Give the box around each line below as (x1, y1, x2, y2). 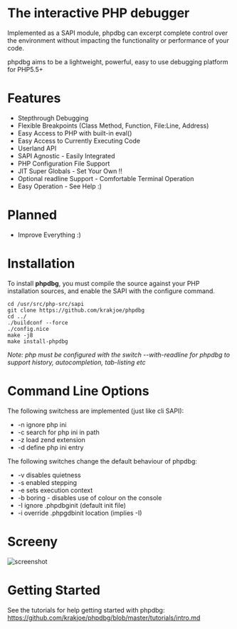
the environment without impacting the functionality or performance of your (7, 36, 229, 44)
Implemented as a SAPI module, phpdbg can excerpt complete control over (7, 29, 228, 37)
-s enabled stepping (17, 478, 77, 486)
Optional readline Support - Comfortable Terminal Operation (17, 174, 194, 183)
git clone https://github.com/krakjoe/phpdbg (7, 307, 144, 314)
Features (7, 91, 61, 106)
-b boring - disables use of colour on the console (17, 494, 162, 502)
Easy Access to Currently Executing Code (17, 136, 141, 145)
